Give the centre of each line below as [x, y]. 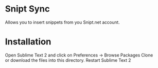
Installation [28, 42]
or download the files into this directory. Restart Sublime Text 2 [68, 60]
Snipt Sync [27, 9]
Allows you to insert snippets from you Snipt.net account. [62, 22]
